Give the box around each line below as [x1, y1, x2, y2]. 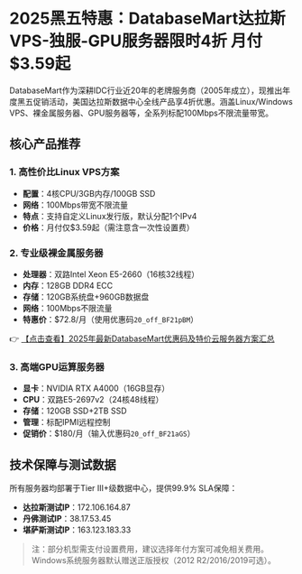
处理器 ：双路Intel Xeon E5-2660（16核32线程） [22, 268, 200, 280]
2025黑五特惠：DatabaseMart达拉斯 [9, 8, 286, 29]
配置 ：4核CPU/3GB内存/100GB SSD [22, 188, 156, 199]
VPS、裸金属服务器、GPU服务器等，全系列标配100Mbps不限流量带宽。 [9, 107, 273, 118]
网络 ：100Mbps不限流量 [22, 302, 113, 313]
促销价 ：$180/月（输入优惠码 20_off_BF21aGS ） [22, 428, 196, 439]
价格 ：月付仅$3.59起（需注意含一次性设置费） [22, 222, 195, 233]
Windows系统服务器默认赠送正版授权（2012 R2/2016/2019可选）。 [31, 555, 277, 566]
